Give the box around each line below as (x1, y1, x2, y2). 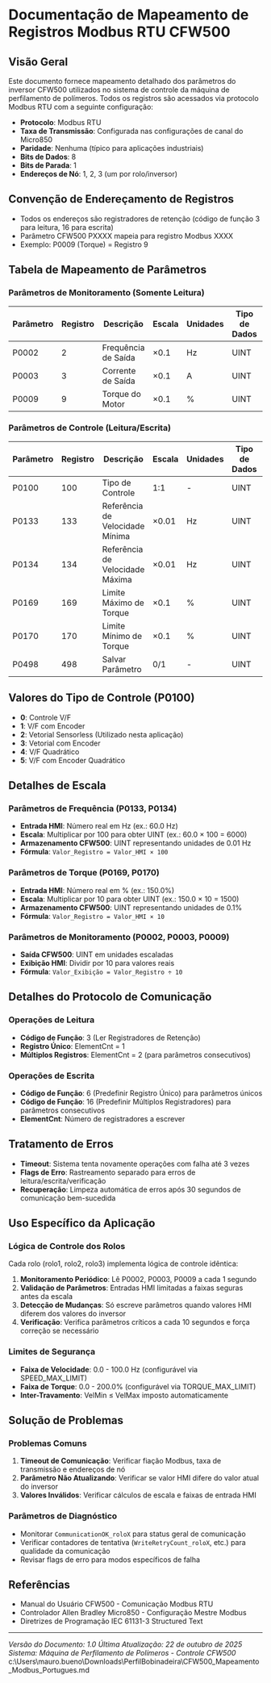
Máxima (102, 574, 133, 585)
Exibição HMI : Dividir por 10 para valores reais (19, 958, 175, 967)
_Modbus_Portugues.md (8, 1665, 90, 1675)
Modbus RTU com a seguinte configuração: (8, 102, 153, 111)
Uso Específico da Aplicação (8, 1217, 156, 1230)
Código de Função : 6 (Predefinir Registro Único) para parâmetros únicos (19, 1088, 263, 1098)
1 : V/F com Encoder (19, 720, 85, 731)
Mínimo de (102, 630, 143, 641)
